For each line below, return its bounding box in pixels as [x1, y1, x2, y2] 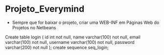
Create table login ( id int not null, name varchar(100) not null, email [5, 34, 141, 40]
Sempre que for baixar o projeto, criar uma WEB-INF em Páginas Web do [12, 19, 160, 25]
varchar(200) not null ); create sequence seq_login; [5, 44, 109, 50]
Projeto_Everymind [5, 3, 85, 15]
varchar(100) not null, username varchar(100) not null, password [5, 39, 135, 45]
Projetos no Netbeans [12, 24, 56, 30]
